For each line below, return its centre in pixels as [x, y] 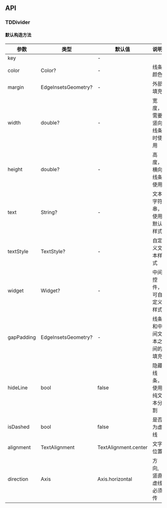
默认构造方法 [18, 35]
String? [49, 212]
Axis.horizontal [115, 479]
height [15, 169]
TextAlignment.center [123, 447]
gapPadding [22, 337]
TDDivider [18, 22]
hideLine [18, 388]
